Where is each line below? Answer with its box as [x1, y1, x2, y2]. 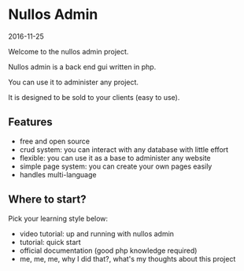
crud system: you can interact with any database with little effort [19, 144, 229, 154]
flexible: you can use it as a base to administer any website [19, 153, 211, 162]
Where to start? [8, 193, 87, 206]
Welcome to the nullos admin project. [8, 46, 129, 56]
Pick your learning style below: [8, 213, 109, 223]
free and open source [19, 136, 91, 146]
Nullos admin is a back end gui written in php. [8, 61, 157, 72]
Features [8, 116, 53, 129]
